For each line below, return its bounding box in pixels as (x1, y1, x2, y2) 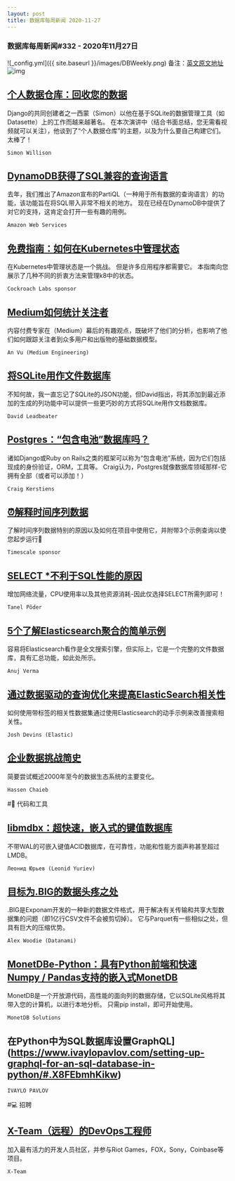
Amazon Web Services (7, 222, 68, 229)
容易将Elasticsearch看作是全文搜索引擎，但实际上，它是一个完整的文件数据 (7, 645, 224, 653)
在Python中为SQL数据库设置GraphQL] (7, 1035, 175, 1047)
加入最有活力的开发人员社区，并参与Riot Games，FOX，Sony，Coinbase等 (7, 1145, 224, 1154)
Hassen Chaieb (7, 786, 49, 793)
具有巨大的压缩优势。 (7, 923, 69, 932)
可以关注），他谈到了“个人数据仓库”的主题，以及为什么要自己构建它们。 (19, 126, 225, 134)
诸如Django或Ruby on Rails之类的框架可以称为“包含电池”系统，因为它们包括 (7, 453, 226, 462)
